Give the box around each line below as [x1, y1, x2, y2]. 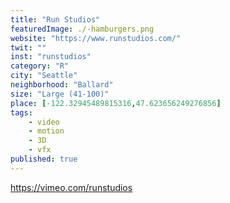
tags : [10, 107, 33, 118]
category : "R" [10, 61, 70, 71]
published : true [10, 154, 78, 164]
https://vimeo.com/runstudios [10, 181, 133, 193]
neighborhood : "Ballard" [10, 80, 114, 90]
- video [28, 117, 60, 127]
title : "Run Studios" [10, 14, 101, 25]
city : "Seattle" [10, 71, 78, 81]
